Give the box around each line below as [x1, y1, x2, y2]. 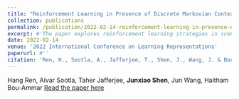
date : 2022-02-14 [7, 37, 59, 44]
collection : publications [7, 17, 84, 24]
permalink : [7, 23, 40, 30]
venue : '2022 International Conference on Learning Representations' [7, 43, 218, 50]
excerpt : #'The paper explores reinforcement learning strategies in [7, 30, 218, 37]
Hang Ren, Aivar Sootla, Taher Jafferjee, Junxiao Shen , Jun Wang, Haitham [7, 76, 229, 84]
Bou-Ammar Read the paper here [7, 83, 105, 92]
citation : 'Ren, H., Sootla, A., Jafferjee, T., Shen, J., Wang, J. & [7, 57, 221, 64]
